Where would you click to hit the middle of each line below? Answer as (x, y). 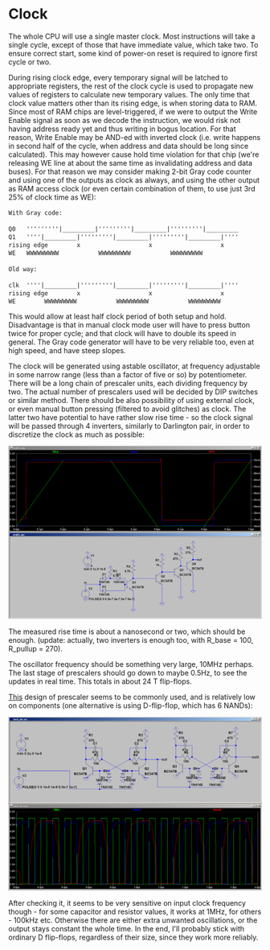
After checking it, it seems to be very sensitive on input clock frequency (127, 903)
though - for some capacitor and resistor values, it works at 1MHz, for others (135, 911)
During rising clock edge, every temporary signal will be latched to (118, 77)
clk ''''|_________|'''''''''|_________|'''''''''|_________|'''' (124, 285)
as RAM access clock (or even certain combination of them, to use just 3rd (132, 188)
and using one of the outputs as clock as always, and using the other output (134, 180)
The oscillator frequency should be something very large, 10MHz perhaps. (131, 664)
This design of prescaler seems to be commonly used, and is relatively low (132, 697)
